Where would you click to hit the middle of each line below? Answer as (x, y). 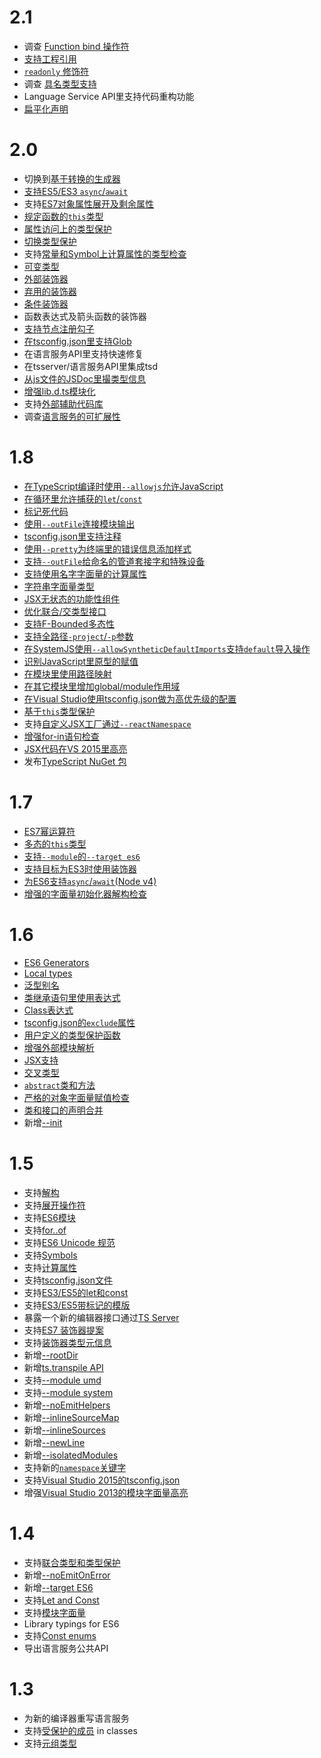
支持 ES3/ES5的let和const (76, 1292)
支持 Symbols (50, 1255)
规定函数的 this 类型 (63, 216)
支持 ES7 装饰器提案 (64, 1330)
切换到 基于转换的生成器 (72, 178)
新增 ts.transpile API (63, 1367)
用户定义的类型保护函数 (72, 1035)
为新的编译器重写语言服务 (76, 1718)
